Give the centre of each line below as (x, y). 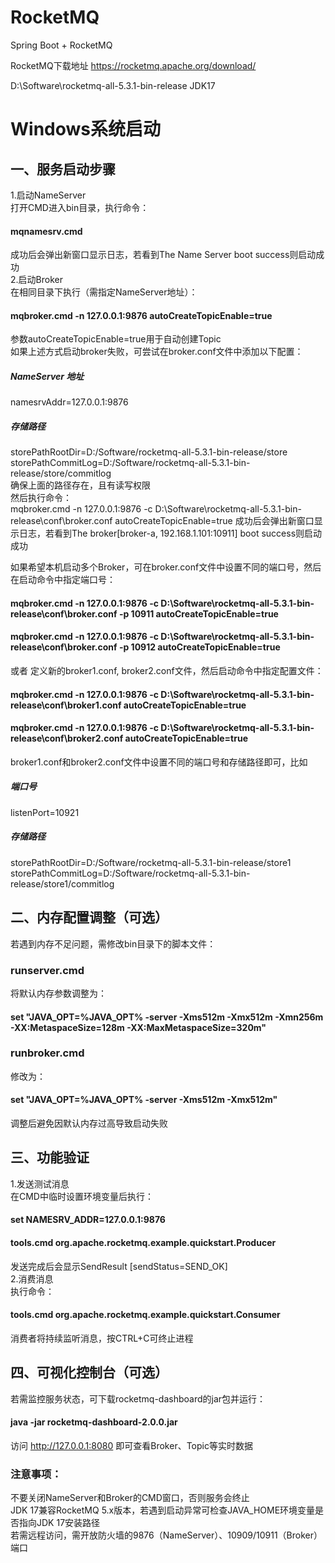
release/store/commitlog (61, 473)
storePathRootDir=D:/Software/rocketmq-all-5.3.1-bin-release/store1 (151, 862)
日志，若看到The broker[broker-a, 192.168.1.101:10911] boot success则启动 (170, 533)
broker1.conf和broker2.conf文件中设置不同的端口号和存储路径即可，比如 (159, 762)
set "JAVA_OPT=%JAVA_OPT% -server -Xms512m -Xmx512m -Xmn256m (167, 1017)
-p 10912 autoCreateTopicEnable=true (199, 647)
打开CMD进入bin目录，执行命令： (80, 207)
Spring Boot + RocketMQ (61, 45)
